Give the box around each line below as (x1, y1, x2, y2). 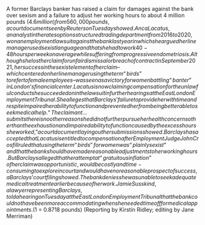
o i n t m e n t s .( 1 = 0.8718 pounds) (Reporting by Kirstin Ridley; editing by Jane (6, 206, 194, 213)
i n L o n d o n (6, 83, 31, 90)
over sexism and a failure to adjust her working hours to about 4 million (6, 12, 185, 19)
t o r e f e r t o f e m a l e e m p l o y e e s (6, 76, 73, 84)
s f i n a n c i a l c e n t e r (31, 83, 72, 90)
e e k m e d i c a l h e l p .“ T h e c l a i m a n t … (6, 109, 87, 116)
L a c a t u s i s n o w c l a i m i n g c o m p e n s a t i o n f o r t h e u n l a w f (73, 83, 199, 90)
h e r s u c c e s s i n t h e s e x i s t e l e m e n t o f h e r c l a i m (14, 63, 118, 71)
